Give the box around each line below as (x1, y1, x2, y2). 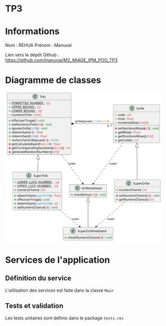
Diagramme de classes (5, 75, 101, 86)
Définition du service (5, 274, 72, 283)
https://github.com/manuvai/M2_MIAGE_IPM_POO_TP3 (5, 57, 118, 63)
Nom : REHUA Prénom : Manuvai (5, 42, 72, 48)
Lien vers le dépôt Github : (5, 52, 60, 58)
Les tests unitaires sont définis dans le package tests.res (5, 315, 124, 321)
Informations (5, 26, 60, 37)
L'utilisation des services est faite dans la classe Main (5, 287, 114, 293)
